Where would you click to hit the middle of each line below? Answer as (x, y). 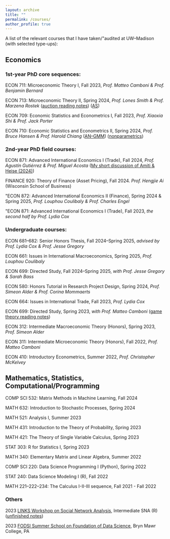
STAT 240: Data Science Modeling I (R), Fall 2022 (57, 477)
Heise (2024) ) (20, 171)
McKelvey (16, 362)
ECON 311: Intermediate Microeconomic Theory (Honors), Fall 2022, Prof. (82, 342)
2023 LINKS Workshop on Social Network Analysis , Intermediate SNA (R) (81, 510)
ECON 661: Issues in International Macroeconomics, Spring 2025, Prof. (79, 256)
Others (14, 500)
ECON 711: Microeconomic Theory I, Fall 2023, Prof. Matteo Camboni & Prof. (85, 85)
